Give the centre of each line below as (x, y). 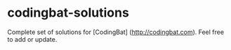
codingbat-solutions (68, 13)
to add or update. (32, 39)
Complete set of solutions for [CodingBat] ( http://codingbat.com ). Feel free (116, 32)
